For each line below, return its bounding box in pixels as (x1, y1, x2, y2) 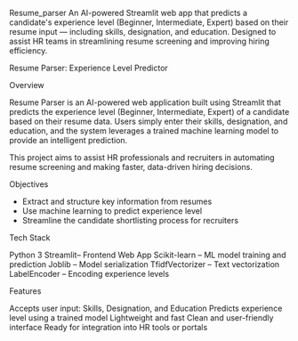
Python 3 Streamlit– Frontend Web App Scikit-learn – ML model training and (9, 249, 286, 260)
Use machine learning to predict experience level (21, 206, 203, 216)
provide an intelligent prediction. (9, 135, 128, 145)
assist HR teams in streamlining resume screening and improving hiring (9, 36, 270, 46)
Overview (9, 80, 44, 90)
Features (9, 286, 42, 296)
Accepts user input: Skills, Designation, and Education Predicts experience (9, 303, 283, 313)
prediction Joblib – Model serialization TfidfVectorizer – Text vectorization (9, 259, 280, 270)
